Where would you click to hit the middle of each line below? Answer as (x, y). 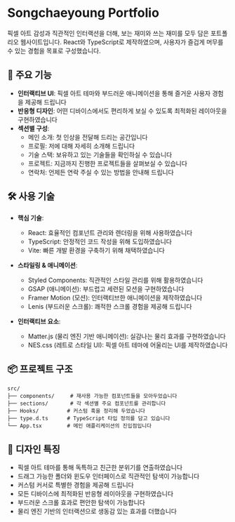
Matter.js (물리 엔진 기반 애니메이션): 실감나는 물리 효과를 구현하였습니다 (127, 336)
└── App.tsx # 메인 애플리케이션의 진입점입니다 (80, 426)
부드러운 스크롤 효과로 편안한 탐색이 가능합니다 (81, 502)
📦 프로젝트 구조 (40, 369)
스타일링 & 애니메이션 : (47, 265)
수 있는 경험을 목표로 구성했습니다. (54, 51)
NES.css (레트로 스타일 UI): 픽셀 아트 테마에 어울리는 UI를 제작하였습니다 (128, 344)
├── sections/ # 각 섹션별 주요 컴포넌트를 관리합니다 (87, 404)
